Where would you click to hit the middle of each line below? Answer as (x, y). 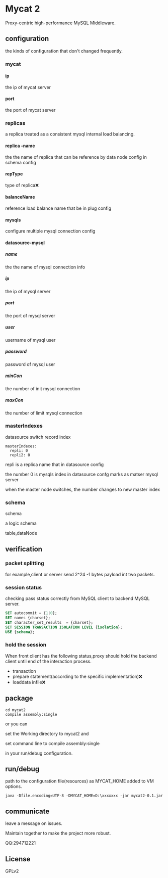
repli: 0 (19, 450)
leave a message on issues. (34, 823)
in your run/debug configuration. (39, 753)
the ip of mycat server (28, 87)
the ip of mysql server (28, 291)
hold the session (26, 645)
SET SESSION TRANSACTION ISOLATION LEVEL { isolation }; (64, 627)
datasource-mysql (25, 243)
